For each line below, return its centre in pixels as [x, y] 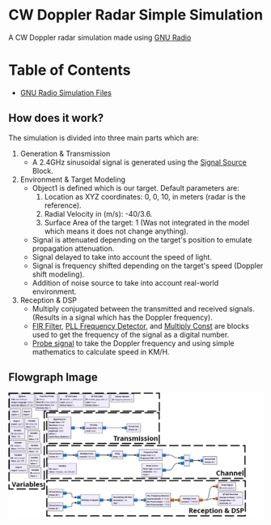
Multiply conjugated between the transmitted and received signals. [143, 308]
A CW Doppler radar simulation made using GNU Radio [100, 37]
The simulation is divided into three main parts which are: [104, 138]
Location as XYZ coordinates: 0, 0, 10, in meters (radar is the [145, 196]
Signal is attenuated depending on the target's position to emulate [142, 239]
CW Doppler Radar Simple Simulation [136, 15]
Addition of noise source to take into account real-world [125, 282]
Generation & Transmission [65, 153]
